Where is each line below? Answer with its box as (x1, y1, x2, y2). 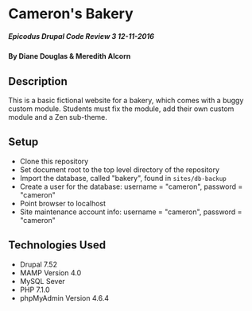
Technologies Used (8, 239, 106, 252)
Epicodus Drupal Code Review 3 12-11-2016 (8, 31, 155, 40)
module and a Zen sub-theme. (8, 112, 107, 121)
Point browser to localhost (19, 198, 106, 208)
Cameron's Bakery (8, 5, 134, 23)
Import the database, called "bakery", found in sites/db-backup (19, 173, 227, 182)
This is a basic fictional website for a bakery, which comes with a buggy (8, 95, 244, 105)
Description (8, 75, 68, 88)
